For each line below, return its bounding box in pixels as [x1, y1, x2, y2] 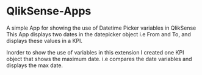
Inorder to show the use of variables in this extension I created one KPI [6, 48, 184, 56]
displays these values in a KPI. [6, 37, 83, 44]
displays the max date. [6, 62, 63, 69]
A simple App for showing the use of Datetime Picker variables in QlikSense [6, 24, 197, 31]
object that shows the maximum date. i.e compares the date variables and [6, 55, 192, 62]
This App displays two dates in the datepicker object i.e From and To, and [6, 30, 191, 37]
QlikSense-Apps [6, 4, 92, 18]
